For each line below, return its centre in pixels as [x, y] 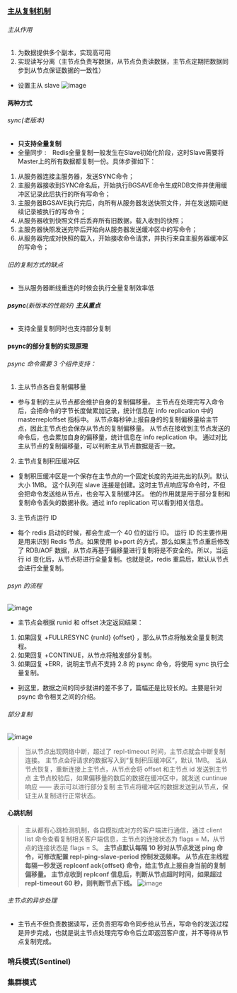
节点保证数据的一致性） [70, 70]
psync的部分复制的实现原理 [48, 346]
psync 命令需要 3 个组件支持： [52, 364]
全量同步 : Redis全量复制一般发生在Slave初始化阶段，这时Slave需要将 [121, 152]
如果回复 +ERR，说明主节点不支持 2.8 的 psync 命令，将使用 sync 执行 [120, 664]
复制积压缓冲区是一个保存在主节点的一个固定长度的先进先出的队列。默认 [123, 476]
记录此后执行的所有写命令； [70, 194]
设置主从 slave [39, 86]
